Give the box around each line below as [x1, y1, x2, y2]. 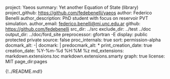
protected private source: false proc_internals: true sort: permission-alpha [5, 37, 161, 43]
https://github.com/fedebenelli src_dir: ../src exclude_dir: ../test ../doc [5, 26, 152, 32]
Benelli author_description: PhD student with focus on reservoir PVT [5, 15, 149, 21]
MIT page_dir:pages [5, 59, 47, 64]
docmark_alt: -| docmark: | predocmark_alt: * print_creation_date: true [5, 42, 153, 48]
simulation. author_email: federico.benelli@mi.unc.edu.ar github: [5, 20, 141, 27]
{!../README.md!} [5, 68, 43, 74]
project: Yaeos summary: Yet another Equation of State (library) [5, 5, 139, 10]
